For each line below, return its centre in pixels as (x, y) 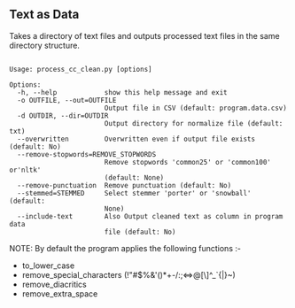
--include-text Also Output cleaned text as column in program (150, 216)
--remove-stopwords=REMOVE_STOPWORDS (87, 154)
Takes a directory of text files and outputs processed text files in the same (145, 35)
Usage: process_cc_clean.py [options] (81, 69)
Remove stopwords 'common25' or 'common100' (188, 162)
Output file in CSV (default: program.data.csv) (196, 108)
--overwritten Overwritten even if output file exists (136, 139)
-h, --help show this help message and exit (122, 92)
